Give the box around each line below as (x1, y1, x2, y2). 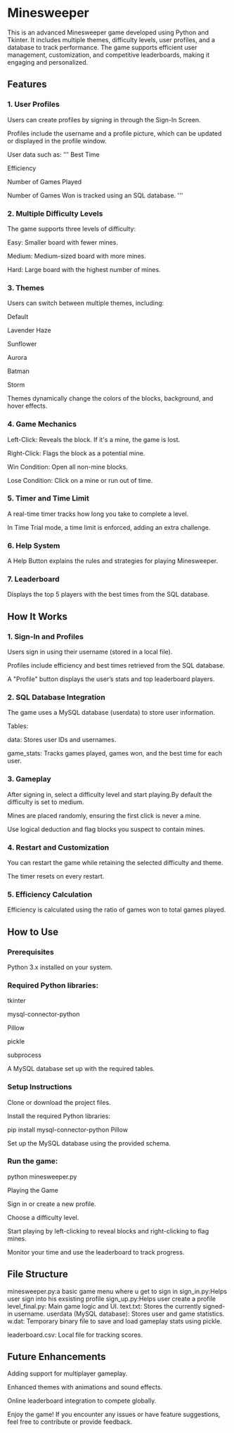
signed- (202, 1302, 226, 1310)
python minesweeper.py (7, 1172, 77, 1181)
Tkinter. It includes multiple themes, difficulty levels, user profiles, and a (7, 35, 216, 44)
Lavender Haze (7, 326, 51, 335)
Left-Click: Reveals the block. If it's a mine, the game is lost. (7, 435, 181, 443)
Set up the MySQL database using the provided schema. (7, 1139, 171, 1147)
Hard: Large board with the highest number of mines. (7, 265, 161, 273)
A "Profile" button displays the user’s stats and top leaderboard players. (7, 675, 215, 683)
